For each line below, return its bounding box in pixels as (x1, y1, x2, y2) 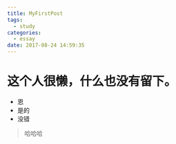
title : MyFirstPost (7, 10, 63, 17)
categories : (7, 29, 41, 36)
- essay (13, 36, 36, 43)
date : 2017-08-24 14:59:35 (7, 42, 85, 49)
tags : (7, 16, 23, 23)
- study (13, 23, 36, 29)
